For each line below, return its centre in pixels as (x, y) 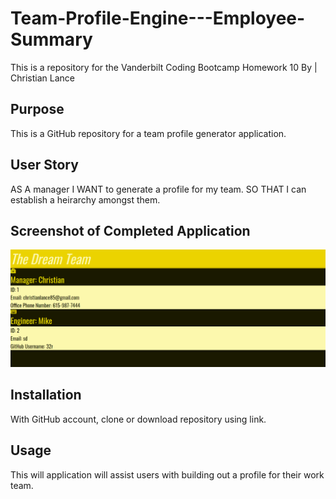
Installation (46, 395)
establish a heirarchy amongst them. (85, 199)
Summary (51, 39)
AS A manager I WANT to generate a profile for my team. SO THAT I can (158, 189)
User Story (44, 165)
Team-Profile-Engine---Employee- (158, 18)
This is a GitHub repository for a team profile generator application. (148, 133)
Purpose (37, 109)
